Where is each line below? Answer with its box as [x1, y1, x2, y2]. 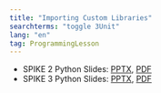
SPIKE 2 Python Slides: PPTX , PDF [22, 64, 152, 75]
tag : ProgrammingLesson [9, 38, 100, 48]
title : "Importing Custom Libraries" [9, 13, 153, 23]
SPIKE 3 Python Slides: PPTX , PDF [22, 74, 152, 85]
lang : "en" [9, 30, 51, 39]
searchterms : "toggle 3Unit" [9, 22, 120, 31]
